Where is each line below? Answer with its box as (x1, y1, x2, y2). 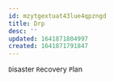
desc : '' (8, 27, 38, 35)
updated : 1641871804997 (8, 34, 89, 43)
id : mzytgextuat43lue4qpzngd (8, 11, 107, 20)
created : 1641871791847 (8, 42, 89, 50)
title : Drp (8, 19, 45, 28)
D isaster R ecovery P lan (8, 64, 83, 74)
